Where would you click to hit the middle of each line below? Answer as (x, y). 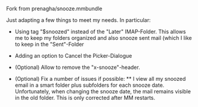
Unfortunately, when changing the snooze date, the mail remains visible (103, 91)
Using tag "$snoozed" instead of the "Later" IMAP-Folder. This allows (100, 32)
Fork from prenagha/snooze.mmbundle (54, 9)
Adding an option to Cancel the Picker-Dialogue (73, 56)
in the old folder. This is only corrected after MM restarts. (85, 98)
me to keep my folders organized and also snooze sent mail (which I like (103, 38)
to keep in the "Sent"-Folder (49, 44)
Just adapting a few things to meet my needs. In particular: (78, 20)
